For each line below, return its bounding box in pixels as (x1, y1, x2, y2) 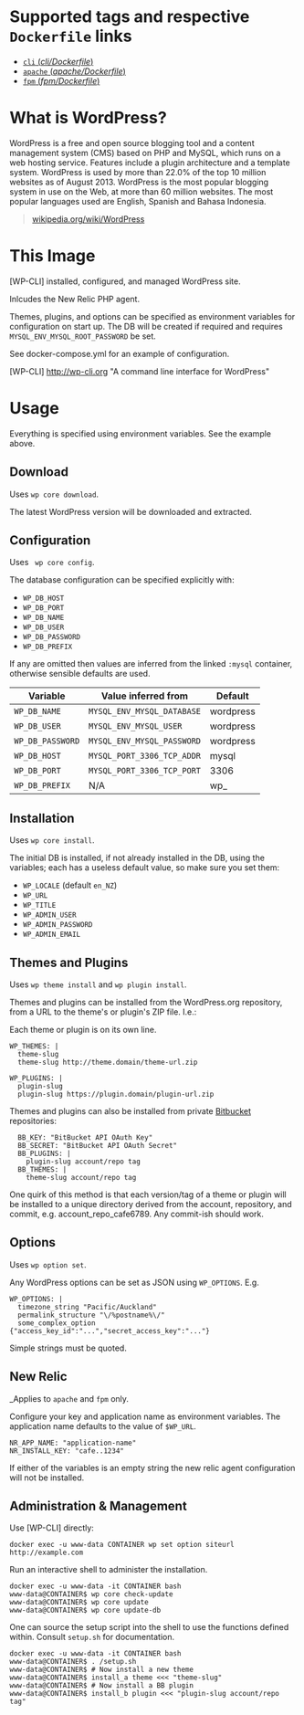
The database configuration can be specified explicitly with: (9, 574, 235, 585)
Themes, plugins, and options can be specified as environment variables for (9, 310, 296, 321)
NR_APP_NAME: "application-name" (9, 1438, 137, 1447)
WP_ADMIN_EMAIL (22, 930, 81, 940)
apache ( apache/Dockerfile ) (22, 66, 126, 77)
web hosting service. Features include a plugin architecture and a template (9, 157, 290, 168)
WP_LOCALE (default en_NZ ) (22, 879, 117, 891)
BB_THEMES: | (17, 1165, 68, 1174)
